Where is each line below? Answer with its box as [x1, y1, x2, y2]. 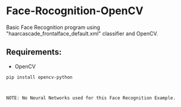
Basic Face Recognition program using [6, 24, 101, 31]
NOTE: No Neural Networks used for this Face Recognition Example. [6, 95, 176, 101]
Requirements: [6, 47, 62, 57]
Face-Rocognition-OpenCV [6, 4, 144, 18]
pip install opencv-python [6, 74, 73, 80]
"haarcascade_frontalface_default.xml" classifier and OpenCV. [6, 30, 159, 37]
